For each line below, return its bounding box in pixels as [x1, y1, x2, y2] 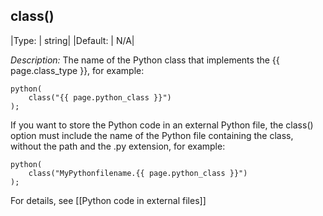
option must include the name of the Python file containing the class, [10, 129, 294, 141]
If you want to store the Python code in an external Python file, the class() [10, 119, 314, 131]
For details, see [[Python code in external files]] [10, 194, 207, 206]
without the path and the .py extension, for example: [10, 140, 226, 152]
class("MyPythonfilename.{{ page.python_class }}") [28, 168, 248, 178]
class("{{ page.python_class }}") [28, 92, 172, 103]
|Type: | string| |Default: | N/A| [10, 34, 135, 46]
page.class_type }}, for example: [10, 64, 145, 76]
